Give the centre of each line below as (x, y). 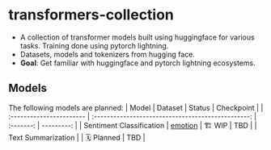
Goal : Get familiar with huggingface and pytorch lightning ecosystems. (138, 63)
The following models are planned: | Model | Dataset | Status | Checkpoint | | (136, 107)
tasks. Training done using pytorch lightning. (94, 45)
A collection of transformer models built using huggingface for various (137, 37)
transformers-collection (91, 15)
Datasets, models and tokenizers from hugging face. (108, 54)
